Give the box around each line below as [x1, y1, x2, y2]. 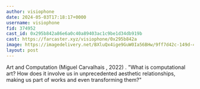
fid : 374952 [6, 25, 36, 31]
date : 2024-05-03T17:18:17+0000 [6, 14, 86, 20]
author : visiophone [6, 8, 55, 15]
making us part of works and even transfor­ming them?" [6, 76, 142, 83]
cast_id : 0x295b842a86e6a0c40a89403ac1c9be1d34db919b [6, 31, 143, 37]
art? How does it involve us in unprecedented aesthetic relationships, [6, 69, 176, 77]
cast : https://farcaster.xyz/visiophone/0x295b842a [6, 36, 137, 42]
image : [6, 42, 23, 48]
